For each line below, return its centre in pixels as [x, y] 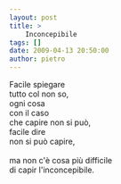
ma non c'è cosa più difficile [61, 160]
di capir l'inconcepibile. [52, 170]
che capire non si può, [50, 122]
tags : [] [25, 42]
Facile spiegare [37, 84]
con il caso [29, 113]
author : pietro [37, 59]
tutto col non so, [39, 94]
